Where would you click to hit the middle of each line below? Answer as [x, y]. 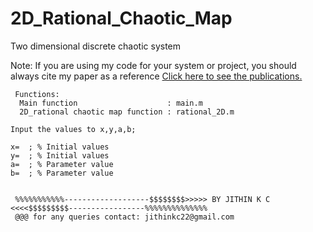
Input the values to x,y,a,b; [73, 129]
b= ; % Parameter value [62, 173]
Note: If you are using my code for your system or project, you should [153, 65]
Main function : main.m [111, 103]
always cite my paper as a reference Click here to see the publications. [156, 76]
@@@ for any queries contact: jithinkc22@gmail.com [124, 217]
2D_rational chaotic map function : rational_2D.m [127, 112]
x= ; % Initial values [60, 147]
